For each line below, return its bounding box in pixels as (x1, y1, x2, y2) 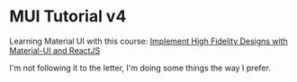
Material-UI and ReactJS (9, 45, 101, 55)
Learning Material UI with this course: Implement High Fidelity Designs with (9, 36, 288, 46)
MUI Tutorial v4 (9, 6, 127, 27)
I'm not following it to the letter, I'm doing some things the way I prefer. (9, 62, 272, 73)
